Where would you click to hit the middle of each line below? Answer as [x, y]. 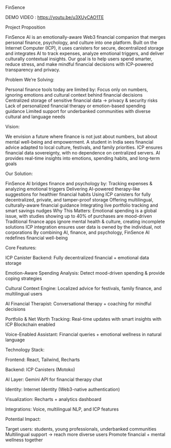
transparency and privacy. [33, 70]
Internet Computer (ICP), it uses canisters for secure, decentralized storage [85, 48]
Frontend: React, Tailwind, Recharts [43, 360]
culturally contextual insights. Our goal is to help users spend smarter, [79, 59]
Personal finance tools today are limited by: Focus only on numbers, [77, 89]
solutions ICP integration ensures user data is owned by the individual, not [83, 227]
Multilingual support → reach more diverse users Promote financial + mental [86, 434]
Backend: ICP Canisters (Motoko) [40, 369]
